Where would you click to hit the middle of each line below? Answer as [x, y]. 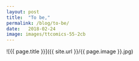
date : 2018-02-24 [31, 29]
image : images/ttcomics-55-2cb [46, 34]
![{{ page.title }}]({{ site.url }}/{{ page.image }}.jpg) [70, 51]
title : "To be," [28, 18]
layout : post [23, 12]
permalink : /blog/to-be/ [38, 23]
